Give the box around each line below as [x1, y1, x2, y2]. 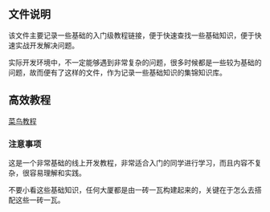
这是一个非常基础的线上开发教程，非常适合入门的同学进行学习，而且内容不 [8, 157, 255, 167]
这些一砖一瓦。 [14, 195, 65, 205]
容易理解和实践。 [29, 168, 86, 177]
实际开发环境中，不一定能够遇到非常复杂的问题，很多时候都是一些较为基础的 [8, 57, 262, 67]
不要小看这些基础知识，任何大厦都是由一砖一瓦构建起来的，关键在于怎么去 [8, 185, 255, 194]
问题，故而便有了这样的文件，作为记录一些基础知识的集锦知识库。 [8, 67, 227, 77]
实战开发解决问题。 [14, 40, 79, 50]
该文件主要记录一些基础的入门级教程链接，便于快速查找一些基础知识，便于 [8, 31, 255, 40]
